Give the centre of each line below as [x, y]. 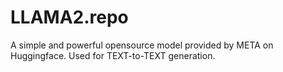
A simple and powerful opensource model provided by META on [142, 45]
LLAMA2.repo [69, 17]
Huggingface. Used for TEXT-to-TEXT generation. [113, 55]
